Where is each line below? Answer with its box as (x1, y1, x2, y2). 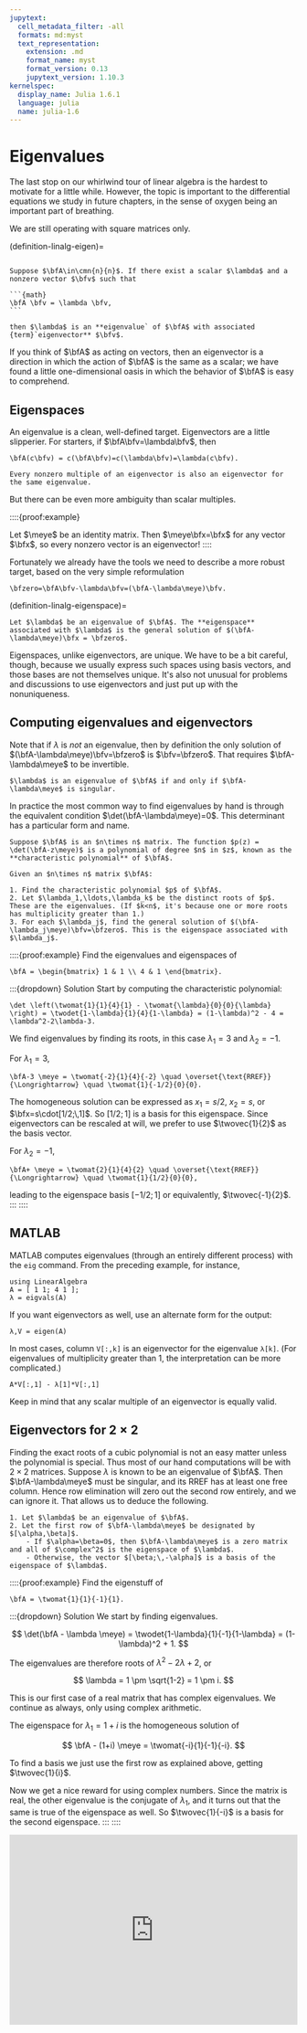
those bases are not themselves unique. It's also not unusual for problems (9, 669, 288, 680)
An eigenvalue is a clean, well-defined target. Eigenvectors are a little (9, 427, 270, 437)
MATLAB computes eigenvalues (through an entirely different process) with (9, 1249, 294, 1261)
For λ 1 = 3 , (9, 1053, 50, 1065)
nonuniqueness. (9, 689, 70, 699)
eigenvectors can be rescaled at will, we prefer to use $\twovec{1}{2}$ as (9, 1118, 287, 1129)
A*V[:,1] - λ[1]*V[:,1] (9, 1380, 101, 1389)
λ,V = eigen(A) (9, 1327, 68, 1336)
